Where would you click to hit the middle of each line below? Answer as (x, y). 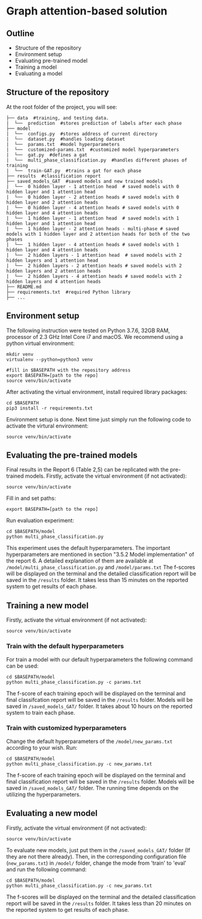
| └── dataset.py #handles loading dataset (66, 139)
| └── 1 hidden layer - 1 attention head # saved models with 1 (93, 218)
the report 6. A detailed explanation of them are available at (80, 561)
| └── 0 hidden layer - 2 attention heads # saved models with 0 (93, 197)
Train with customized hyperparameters (66, 728)
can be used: (23, 666)
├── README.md (24, 287)
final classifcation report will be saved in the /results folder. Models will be (99, 700)
